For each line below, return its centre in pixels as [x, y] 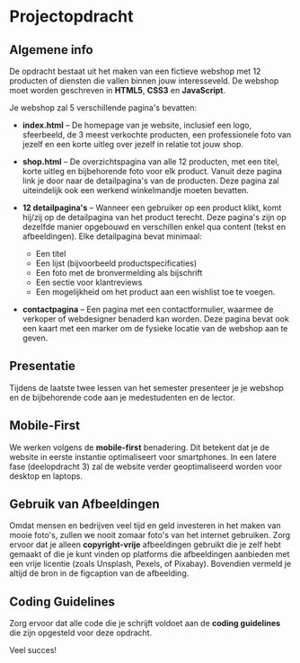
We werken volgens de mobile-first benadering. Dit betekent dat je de [140, 447]
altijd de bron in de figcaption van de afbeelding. [99, 573]
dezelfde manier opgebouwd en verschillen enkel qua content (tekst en [154, 227]
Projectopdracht [71, 17]
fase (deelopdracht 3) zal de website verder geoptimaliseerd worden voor [146, 466]
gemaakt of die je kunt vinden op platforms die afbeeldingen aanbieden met [150, 554]
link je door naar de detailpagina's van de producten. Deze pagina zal [151, 181]
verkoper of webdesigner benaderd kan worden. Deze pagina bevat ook [155, 319]
